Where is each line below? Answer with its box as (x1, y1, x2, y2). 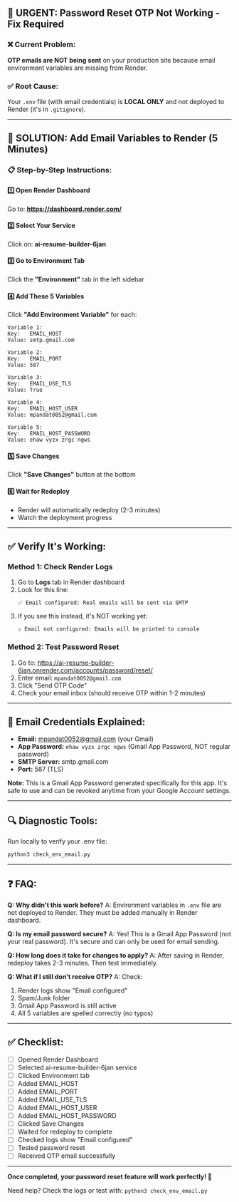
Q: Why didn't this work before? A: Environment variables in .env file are (7, 901, 222, 909)
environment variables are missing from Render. (7, 63, 148, 72)
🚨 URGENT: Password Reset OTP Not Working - (7, 7, 221, 19)
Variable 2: (7, 349, 43, 356)
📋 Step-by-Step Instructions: (7, 165, 112, 175)
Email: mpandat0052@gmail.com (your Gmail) (17, 735, 154, 743)
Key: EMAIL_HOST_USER (7, 405, 78, 413)
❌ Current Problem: (7, 40, 76, 50)
